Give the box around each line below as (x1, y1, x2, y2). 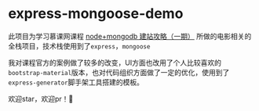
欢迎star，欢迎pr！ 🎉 (8, 94, 74, 103)
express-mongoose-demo (8, 5, 184, 23)
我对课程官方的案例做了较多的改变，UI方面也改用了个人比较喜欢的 (8, 58, 222, 67)
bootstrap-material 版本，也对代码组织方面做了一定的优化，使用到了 (8, 67, 230, 77)
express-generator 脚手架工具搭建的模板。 (8, 77, 144, 87)
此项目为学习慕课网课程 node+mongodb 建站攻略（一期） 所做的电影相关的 (8, 31, 252, 41)
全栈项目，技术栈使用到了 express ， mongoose (8, 41, 151, 51)
